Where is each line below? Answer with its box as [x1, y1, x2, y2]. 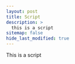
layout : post [6, 8, 38, 15]
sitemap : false [6, 30, 43, 36]
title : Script [6, 14, 41, 20]
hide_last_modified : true [6, 35, 69, 41]
